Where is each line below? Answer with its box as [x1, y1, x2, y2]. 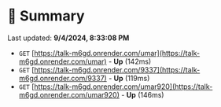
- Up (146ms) [120, 90, 164, 99]
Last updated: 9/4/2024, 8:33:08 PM [7, 33, 130, 42]
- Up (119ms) [108, 73, 150, 83]
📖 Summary [7, 7, 85, 25]
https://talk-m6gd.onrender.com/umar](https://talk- [34, 48, 201, 57]
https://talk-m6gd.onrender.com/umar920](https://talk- [34, 82, 213, 91]
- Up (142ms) [108, 57, 152, 66]
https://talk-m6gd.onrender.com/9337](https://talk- [34, 65, 201, 74]
